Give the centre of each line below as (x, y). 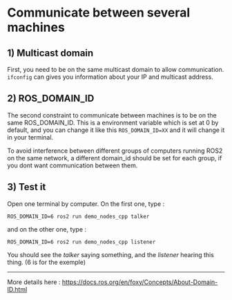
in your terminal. (30, 137)
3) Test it (27, 187)
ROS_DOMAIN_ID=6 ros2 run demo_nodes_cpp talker (78, 216)
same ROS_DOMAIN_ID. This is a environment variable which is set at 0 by (113, 122)
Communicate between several (99, 13)
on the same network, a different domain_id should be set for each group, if (115, 158)
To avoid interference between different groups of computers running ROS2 (115, 151)
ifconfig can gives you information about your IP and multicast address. (110, 77)
